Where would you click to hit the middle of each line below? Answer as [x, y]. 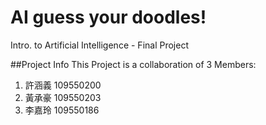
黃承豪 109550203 [63, 97]
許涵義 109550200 [63, 85]
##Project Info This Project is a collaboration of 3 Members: [133, 64]
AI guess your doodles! [108, 17]
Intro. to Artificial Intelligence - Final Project [99, 45]
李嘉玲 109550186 [62, 110]
